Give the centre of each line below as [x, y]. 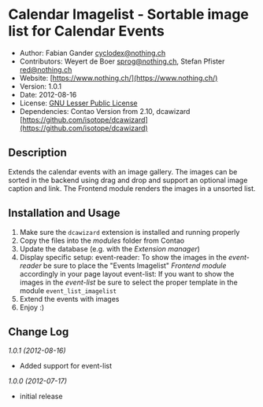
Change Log [39, 332]
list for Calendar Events [87, 31]
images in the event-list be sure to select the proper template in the [128, 282]
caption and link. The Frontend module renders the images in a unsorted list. [132, 188]
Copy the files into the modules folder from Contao [102, 240]
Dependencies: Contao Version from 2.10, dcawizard [105, 111]
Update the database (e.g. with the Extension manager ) [110, 248]
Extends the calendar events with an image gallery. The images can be [123, 171]
